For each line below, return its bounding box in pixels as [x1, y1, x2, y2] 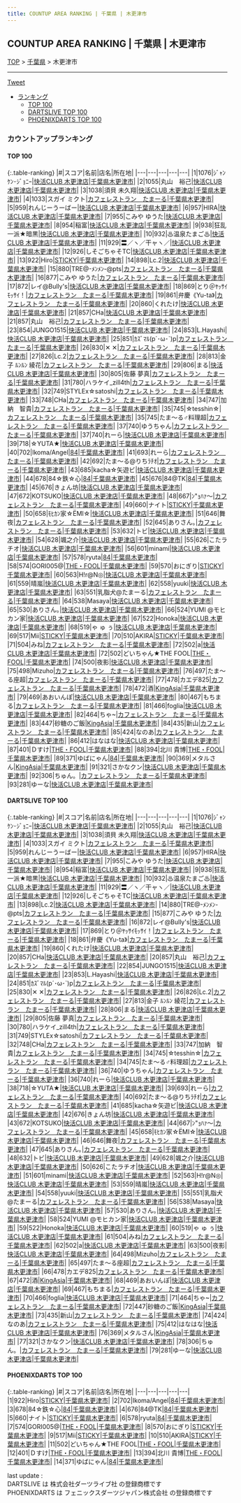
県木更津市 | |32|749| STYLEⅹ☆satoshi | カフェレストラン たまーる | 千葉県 [7, 387, 218, 395]
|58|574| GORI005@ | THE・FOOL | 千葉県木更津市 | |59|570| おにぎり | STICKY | [7, 561, 225, 570]
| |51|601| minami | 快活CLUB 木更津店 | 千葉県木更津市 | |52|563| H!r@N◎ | [20, 1171, 224, 1179]
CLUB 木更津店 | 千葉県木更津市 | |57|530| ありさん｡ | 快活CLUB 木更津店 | [13, 1206, 216, 1214]
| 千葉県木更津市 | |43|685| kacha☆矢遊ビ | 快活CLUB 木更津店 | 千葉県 [20, 466, 213, 474]
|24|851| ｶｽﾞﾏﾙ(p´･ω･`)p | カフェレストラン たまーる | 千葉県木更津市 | [7, 979, 202, 987]
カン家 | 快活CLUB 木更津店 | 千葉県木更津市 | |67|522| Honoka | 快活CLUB [7, 614, 209, 622]
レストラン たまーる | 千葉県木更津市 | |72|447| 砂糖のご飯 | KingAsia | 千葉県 [13, 1302, 226, 1311]
